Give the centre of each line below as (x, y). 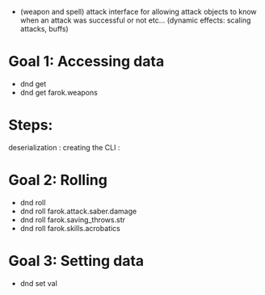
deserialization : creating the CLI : (64, 147)
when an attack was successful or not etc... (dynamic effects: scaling (135, 20)
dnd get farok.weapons (59, 92)
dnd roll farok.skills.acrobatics (70, 228)
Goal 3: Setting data (76, 261)
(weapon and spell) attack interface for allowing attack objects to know (138, 12)
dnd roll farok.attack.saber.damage (78, 211)
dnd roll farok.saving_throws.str (72, 219)
